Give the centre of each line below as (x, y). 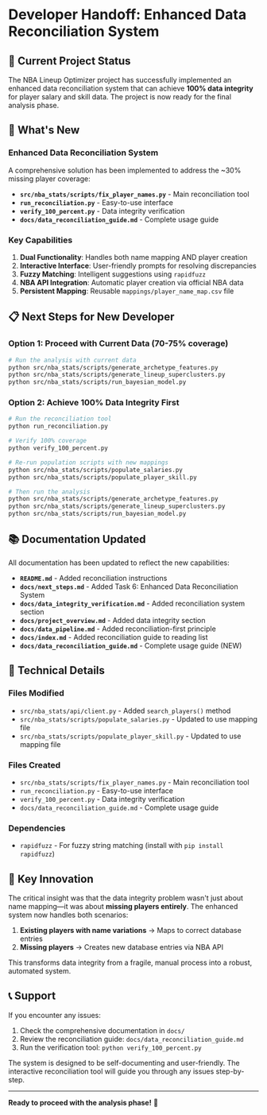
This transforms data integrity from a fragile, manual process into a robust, (130, 962)
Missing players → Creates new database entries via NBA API (122, 947)
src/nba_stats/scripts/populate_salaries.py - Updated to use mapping (139, 719)
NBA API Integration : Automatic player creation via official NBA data (132, 282)
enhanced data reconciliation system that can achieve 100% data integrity (131, 88)
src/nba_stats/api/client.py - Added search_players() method (125, 710)
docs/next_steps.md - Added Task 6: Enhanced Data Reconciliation (129, 587)
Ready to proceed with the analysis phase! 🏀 (83, 1102)
